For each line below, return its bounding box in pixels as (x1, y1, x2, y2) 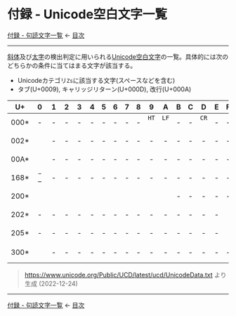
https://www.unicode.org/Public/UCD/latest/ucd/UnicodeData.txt (24, 270, 213, 279)
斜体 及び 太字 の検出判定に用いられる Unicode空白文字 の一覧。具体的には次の (7, 52, 229, 60)
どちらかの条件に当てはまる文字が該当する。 (7, 61, 137, 70)
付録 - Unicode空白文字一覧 (7, 6, 167, 22)
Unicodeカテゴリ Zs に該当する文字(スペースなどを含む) (17, 76, 176, 84)
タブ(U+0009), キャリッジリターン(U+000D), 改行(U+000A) (17, 85, 192, 93)
